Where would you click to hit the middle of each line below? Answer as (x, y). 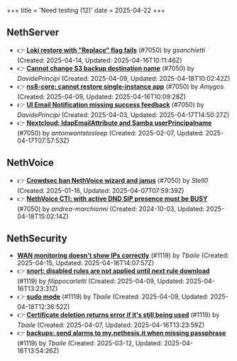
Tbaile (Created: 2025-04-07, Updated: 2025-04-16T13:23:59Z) (111, 325)
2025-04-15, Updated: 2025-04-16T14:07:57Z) (86, 263)
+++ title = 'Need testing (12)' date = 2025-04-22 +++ (86, 10)
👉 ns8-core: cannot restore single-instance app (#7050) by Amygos (120, 86)
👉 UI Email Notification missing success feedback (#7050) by (110, 104)
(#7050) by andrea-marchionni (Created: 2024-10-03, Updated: (111, 209)
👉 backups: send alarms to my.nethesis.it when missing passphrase (121, 333)
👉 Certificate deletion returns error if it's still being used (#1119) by (118, 315)
